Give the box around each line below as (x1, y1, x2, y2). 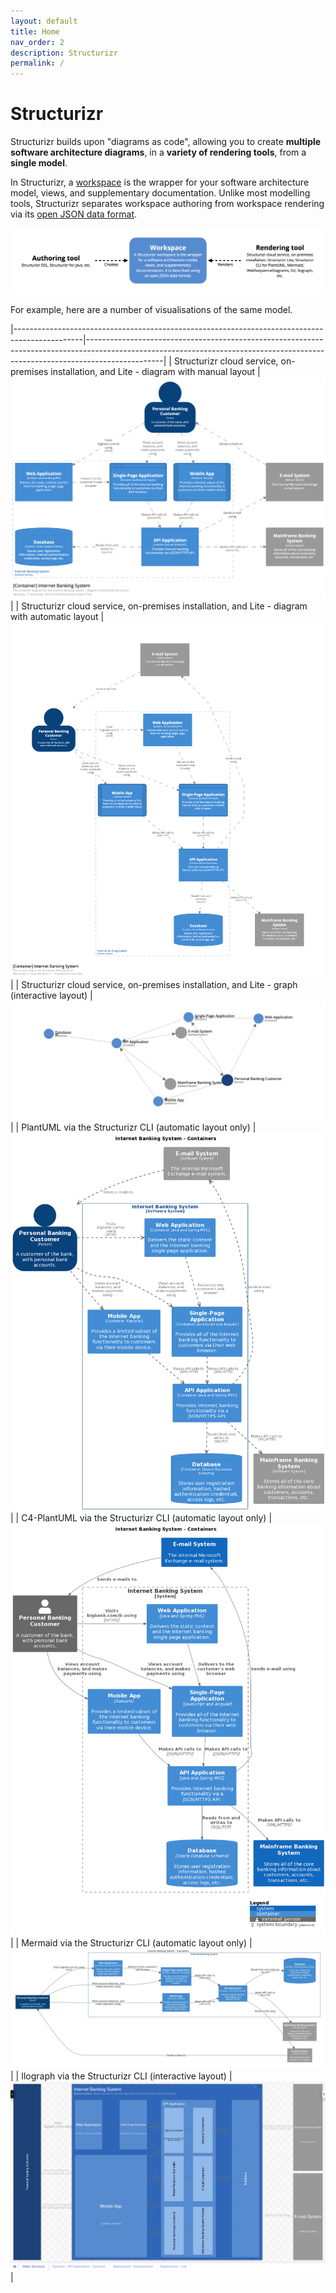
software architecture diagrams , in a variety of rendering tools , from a (10, 146, 307, 159)
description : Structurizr (10, 48, 118, 58)
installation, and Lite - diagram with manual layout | (50, 365, 261, 377)
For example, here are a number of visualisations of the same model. (10, 303, 293, 315)
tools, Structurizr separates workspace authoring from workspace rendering (10, 198, 325, 210)
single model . (10, 157, 68, 169)
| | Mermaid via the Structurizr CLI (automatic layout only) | (10, 1936, 253, 1949)
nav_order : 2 (10, 37, 65, 47)
